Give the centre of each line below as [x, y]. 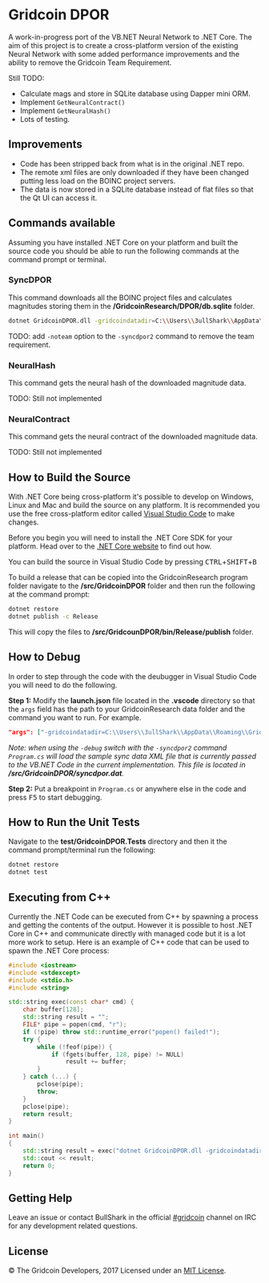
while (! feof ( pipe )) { [75, 1047]
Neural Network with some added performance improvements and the [124, 54]
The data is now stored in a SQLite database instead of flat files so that [137, 189]
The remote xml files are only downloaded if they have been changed [134, 172]
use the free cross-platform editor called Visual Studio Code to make [122, 514]
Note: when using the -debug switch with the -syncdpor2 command [118, 747]
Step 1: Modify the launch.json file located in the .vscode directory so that [132, 700]
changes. [24, 522]
